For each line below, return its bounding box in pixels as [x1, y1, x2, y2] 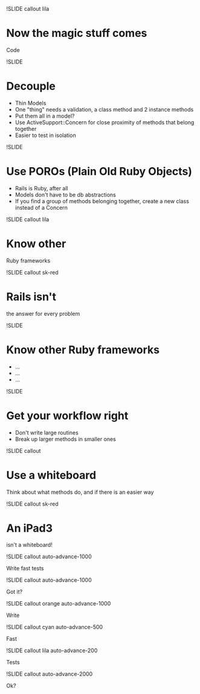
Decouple [6, 79, 56, 93]
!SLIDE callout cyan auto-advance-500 [6, 624, 103, 631]
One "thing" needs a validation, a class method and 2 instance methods [15, 105, 194, 113]
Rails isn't [6, 290, 56, 304]
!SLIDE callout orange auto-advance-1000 [6, 600, 111, 607]
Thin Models [15, 99, 47, 107]
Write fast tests [6, 565, 44, 572]
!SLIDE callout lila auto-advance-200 [6, 647, 98, 654]
